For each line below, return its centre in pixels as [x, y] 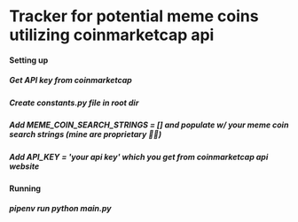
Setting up [29, 60]
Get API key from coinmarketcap [71, 80]
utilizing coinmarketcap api [112, 35]
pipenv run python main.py [60, 209]
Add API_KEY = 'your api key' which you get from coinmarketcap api [139, 157]
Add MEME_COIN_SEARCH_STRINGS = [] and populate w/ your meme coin [149, 125]
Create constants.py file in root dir [74, 103]
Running [25, 188]
